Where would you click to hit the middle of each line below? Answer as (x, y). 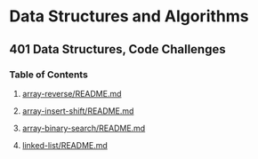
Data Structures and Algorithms (129, 16)
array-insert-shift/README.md (78, 111)
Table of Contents (49, 75)
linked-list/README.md (65, 145)
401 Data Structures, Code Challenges (117, 49)
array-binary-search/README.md (84, 128)
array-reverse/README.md (72, 93)
